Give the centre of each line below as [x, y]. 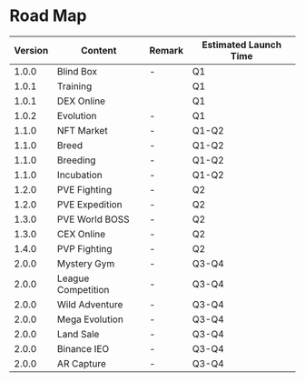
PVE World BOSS [93, 219]
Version [31, 50]
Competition [84, 289]
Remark [167, 50]
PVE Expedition [90, 204]
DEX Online [82, 101]
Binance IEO [84, 348]
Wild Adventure [90, 304]
